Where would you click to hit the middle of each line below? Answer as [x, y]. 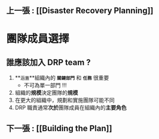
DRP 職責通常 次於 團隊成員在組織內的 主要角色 [71, 108]
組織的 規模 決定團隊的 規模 [46, 93]
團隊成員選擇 [38, 38]
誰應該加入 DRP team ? [48, 62]
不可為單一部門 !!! [45, 85]
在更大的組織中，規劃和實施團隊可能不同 [65, 100]
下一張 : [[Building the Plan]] [59, 128]
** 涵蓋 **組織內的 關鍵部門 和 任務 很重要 [62, 78]
